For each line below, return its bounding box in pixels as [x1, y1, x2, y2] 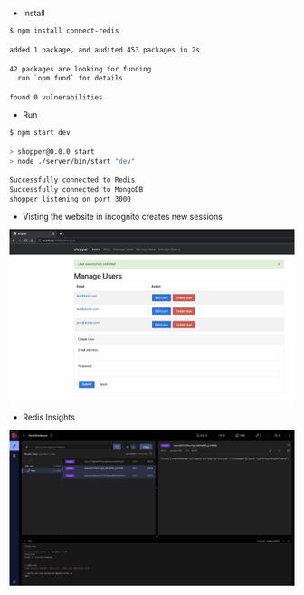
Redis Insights [22, 411, 75, 423]
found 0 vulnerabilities [9, 93, 103, 102]
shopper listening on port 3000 [9, 194, 131, 204]
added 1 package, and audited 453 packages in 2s [9, 45, 201, 54]
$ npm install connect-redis [9, 26, 119, 35]
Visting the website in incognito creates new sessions [22, 212, 223, 222]
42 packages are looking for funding [9, 64, 152, 73]
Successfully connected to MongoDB [9, 185, 144, 194]
